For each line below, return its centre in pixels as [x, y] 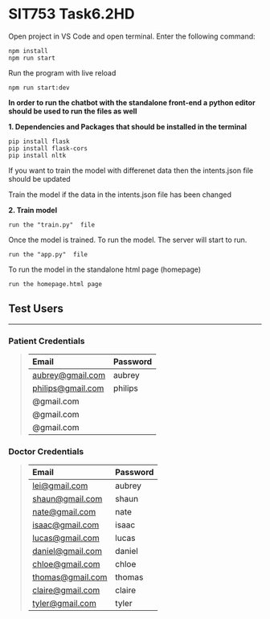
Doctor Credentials [46, 451]
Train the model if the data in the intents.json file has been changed [120, 195]
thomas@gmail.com [70, 577]
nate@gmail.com [64, 512]
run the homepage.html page [55, 284]
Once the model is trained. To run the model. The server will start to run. [128, 240]
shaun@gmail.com [67, 499]
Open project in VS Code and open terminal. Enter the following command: [132, 36]
